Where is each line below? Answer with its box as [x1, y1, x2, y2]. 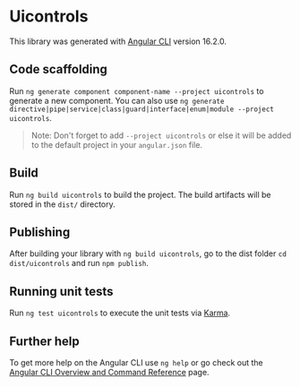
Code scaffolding [9, 62, 107, 77]
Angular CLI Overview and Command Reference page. [9, 367, 210, 377]
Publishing [9, 224, 71, 239]
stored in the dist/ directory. [9, 199, 116, 210]
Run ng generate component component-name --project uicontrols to [9, 85, 264, 96]
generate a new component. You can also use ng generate [9, 95, 225, 106]
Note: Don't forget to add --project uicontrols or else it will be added [30, 130, 292, 141]
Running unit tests [9, 284, 114, 299]
